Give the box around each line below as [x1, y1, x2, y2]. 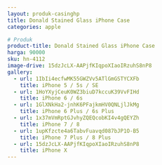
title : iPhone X [20, 147, 68, 154]
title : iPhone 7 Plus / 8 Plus [20, 134, 112, 141]
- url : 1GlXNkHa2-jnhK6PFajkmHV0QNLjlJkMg [13, 101, 140, 109]
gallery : [7, 68, 33, 76]
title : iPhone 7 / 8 [20, 121, 80, 128]
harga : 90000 [7, 49, 46, 56]
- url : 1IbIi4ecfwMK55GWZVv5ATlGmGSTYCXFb [13, 75, 140, 82]
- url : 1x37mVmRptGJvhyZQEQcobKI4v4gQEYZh [13, 114, 140, 121]
